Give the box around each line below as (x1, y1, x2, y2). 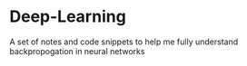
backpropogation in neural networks (9, 45, 145, 56)
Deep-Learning (9, 6, 127, 27)
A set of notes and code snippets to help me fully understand (9, 36, 239, 47)
